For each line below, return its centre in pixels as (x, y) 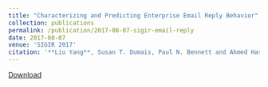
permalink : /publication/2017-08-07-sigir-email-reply (101, 30)
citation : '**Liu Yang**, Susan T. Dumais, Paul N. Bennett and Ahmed (128, 52)
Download (25, 75)
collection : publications (51, 23)
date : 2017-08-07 (37, 38)
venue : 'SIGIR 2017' (43, 45)
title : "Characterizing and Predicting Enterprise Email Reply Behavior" (134, 15)
